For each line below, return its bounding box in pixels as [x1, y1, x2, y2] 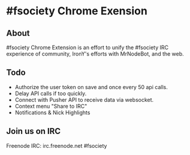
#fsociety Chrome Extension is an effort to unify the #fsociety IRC [6, 44, 169, 51]
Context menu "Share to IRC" [14, 102, 88, 110]
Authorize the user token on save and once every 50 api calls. [14, 83, 168, 90]
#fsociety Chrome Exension [6, 4, 148, 18]
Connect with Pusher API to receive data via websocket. [14, 96, 154, 103]
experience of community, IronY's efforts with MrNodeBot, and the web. [6, 50, 184, 57]
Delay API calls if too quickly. [14, 90, 87, 97]
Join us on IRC [6, 126, 61, 136]
